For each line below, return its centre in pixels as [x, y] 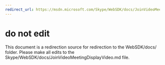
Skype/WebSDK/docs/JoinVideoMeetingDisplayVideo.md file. [68, 57]
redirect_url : [20, 9]
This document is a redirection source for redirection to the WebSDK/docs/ [81, 47]
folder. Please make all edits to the [40, 52]
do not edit [27, 33]
